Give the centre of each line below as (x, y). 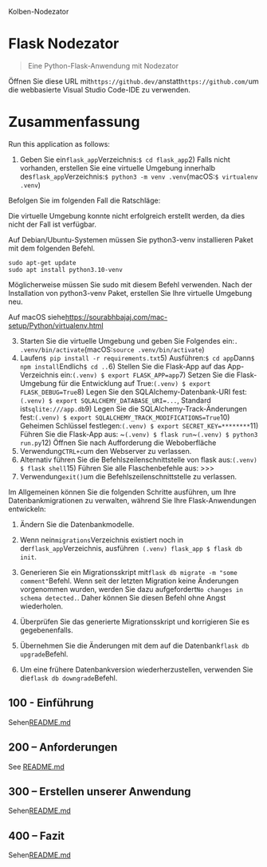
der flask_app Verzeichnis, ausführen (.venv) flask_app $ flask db (131, 548)
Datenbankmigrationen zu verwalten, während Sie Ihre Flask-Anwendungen (132, 500)
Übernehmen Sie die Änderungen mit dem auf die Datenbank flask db (134, 645)
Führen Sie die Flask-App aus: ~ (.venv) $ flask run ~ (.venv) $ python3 (139, 434)
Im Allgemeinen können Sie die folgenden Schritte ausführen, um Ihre (122, 492)
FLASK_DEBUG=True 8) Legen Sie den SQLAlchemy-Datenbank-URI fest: (133, 392)
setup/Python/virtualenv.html (56, 325)
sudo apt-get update (43, 262)
